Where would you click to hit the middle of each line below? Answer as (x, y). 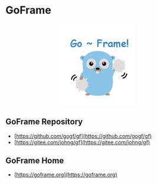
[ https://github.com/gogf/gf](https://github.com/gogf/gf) (83, 136)
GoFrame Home (35, 160)
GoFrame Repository (44, 122)
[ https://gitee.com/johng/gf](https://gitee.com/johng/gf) (82, 142)
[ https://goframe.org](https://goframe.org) (65, 175)
